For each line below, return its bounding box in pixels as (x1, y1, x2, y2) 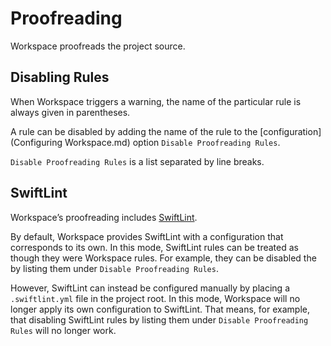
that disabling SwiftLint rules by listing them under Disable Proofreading (10, 313, 309, 326)
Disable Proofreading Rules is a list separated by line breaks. (10, 155, 265, 167)
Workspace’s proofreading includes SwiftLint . (10, 211, 198, 223)
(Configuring (10, 136, 63, 148)
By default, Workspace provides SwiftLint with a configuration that (10, 230, 284, 242)
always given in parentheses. (10, 106, 131, 118)
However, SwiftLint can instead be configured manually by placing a (10, 282, 290, 294)
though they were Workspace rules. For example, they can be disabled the (10, 252, 317, 264)
